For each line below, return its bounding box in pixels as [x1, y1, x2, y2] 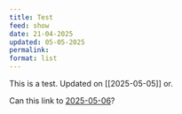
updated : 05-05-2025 [9, 37, 86, 47]
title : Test [9, 12, 53, 22]
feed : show [9, 21, 50, 30]
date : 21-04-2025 [9, 29, 74, 38]
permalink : [9, 46, 50, 55]
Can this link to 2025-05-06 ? [9, 95, 115, 106]
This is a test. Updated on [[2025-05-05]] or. [9, 79, 173, 88]
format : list [9, 54, 58, 63]
